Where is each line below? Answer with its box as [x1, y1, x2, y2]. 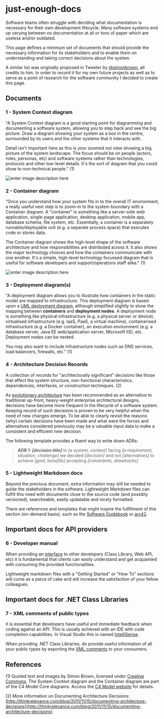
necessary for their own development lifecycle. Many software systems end [5, 24, 158, 30]
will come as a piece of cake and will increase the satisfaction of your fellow [5, 576, 159, 582]
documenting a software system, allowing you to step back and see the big [5, 125, 157, 131]
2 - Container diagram [5, 187, 59, 194]
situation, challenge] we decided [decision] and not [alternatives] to [17, 452, 155, 458]
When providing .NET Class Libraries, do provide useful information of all [5, 641, 153, 647]
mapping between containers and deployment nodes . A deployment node [5, 308, 156, 314]
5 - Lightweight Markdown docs [5, 470, 83, 477]
